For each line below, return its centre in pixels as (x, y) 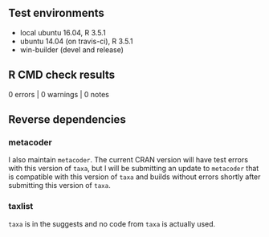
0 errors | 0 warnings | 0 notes (59, 94)
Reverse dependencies (67, 120)
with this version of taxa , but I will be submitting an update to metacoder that (134, 169)
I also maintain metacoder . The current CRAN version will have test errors (128, 160)
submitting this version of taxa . (59, 186)
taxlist (21, 206)
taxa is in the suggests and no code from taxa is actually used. (112, 223)
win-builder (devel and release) (72, 49)
